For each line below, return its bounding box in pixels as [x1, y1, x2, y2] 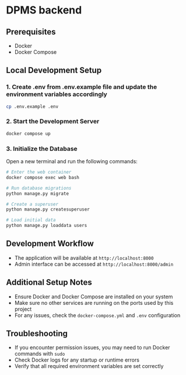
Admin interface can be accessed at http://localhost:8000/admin [14, 260, 174, 267]
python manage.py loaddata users [6, 223, 87, 229]
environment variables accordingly [6, 90, 108, 98]
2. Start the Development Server [6, 118, 100, 126]
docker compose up [6, 130, 51, 136]
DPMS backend [6, 4, 82, 17]
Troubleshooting [6, 329, 68, 339]
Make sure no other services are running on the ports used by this [14, 299, 174, 306]
